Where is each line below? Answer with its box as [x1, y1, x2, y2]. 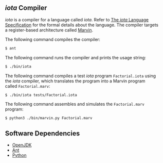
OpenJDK [12, 142, 32, 148]
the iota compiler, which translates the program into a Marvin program [5, 78, 145, 84]
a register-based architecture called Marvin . [5, 27, 93, 33]
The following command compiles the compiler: [5, 36, 101, 42]
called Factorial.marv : [5, 83, 50, 89]
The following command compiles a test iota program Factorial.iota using [5, 73, 156, 79]
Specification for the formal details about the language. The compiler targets [5, 22, 159, 28]
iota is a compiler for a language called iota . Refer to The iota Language [5, 16, 149, 22]
